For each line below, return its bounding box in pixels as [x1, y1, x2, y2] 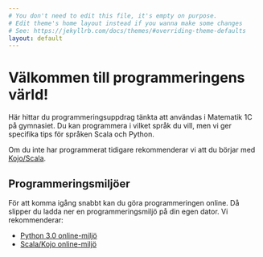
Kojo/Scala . [8, 153, 47, 163]
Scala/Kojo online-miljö [19, 239, 97, 249]
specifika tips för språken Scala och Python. [8, 129, 154, 139]
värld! [8, 86, 49, 104]
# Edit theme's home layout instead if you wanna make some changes [8, 19, 243, 27]
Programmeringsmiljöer [8, 177, 130, 190]
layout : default [8, 34, 63, 43]
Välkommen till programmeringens [8, 69, 245, 87]
